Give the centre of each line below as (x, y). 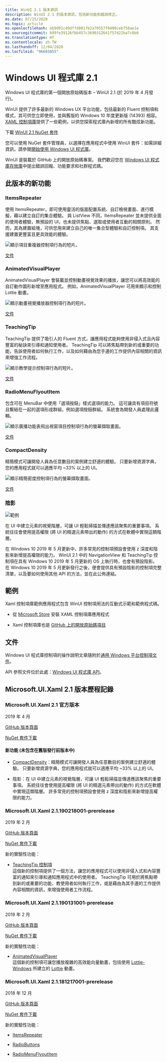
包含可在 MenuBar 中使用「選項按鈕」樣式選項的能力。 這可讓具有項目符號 (82, 403)
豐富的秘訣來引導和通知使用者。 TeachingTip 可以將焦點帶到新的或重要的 (80, 345)
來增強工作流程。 (23, 357)
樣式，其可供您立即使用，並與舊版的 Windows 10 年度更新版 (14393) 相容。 (83, 116)
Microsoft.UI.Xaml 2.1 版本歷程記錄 (59, 689)
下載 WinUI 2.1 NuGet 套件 (32, 132)
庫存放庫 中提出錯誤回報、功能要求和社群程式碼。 (55, 166)
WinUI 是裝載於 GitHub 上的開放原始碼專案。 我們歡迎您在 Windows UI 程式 (83, 160)
